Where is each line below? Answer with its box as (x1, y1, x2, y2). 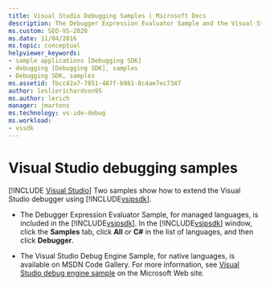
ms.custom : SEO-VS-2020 (8, 27, 88, 35)
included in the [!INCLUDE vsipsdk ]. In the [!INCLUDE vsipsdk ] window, (19, 218, 253, 228)
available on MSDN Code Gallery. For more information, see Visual (19, 259, 239, 269)
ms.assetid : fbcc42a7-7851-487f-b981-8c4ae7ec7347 (8, 79, 182, 87)
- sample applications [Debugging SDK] (8, 57, 142, 65)
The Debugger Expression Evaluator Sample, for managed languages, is (19, 209, 259, 219)
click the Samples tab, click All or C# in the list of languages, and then (19, 226, 254, 236)
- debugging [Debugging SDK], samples (8, 64, 138, 73)
